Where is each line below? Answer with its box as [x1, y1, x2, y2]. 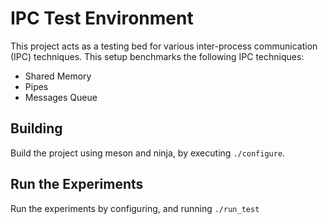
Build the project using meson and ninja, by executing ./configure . [10, 147, 286, 159]
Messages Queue [24, 91, 98, 103]
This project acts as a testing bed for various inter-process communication [10, 40, 318, 52]
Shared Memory [24, 70, 92, 82]
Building [10, 120, 63, 137]
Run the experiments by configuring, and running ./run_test [10, 202, 260, 214]
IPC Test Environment [10, 7, 194, 30]
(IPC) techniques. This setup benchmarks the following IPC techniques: [10, 50, 305, 62]
